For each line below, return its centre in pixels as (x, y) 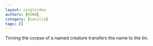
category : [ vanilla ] (27, 19)
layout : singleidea (26, 10)
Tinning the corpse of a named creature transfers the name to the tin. (77, 38)
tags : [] (14, 24)
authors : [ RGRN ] (22, 14)
